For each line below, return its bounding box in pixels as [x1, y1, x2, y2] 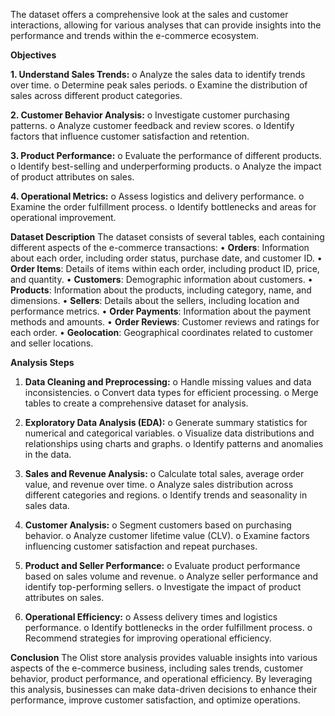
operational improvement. [10, 212, 117, 223]
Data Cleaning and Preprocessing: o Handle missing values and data [24, 376, 312, 388]
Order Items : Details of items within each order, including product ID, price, [10, 263, 320, 274]
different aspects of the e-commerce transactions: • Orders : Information [10, 242, 310, 253]
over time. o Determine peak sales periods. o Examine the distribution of [10, 79, 308, 91]
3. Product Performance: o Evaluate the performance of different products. [10, 150, 322, 161]
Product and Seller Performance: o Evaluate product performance [24, 560, 301, 571]
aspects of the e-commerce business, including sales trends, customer [10, 662, 304, 674]
